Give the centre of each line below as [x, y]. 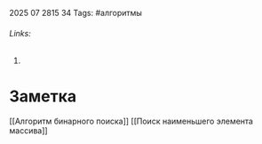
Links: [20, 33]
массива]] [28, 131]
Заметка [43, 96]
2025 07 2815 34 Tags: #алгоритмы [75, 13]
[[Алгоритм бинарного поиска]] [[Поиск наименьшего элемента [131, 121]
